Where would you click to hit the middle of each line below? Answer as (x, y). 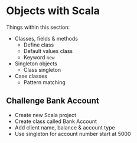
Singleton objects (36, 64)
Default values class (48, 51)
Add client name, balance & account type (65, 127)
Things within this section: (38, 27)
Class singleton (42, 69)
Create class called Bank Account (56, 121)
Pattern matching (45, 82)
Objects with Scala (53, 11)
